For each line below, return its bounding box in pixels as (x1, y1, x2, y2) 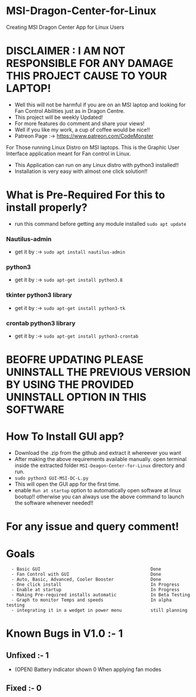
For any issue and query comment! (6, 520, 179, 533)
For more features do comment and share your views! (14, 119, 145, 127)
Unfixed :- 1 (6, 650, 49, 660)
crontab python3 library (6, 319, 76, 327)
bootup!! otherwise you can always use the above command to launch (14, 493, 185, 501)
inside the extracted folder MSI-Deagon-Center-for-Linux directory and (14, 462, 185, 469)
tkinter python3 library (6, 291, 72, 299)
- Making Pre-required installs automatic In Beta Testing (11, 592, 191, 598)
